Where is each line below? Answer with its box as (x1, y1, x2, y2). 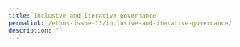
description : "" (8, 26, 63, 34)
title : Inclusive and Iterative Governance (8, 11, 157, 20)
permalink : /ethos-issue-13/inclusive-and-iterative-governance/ (8, 19, 232, 27)
